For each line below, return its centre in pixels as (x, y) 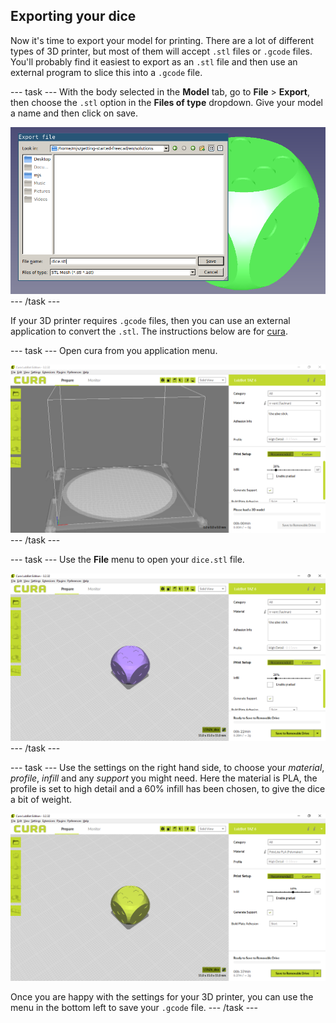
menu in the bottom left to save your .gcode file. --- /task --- (134, 1008)
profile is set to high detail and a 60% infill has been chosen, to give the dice (168, 788)
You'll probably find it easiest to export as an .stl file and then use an (154, 61)
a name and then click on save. (74, 113)
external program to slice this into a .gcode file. (106, 72)
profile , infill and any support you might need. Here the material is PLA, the (164, 778)
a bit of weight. (41, 799)
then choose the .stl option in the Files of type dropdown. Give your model (166, 102)
